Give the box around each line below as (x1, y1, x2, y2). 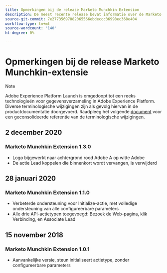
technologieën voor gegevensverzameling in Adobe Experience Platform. (5, 98, 156, 104)
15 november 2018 (5, 231, 63, 239)
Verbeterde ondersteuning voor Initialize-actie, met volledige (12, 200, 138, 206)
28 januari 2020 (5, 175, 56, 183)
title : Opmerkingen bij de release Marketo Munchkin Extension (5, 7, 140, 12)
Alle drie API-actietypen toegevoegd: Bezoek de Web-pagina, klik (12, 211, 148, 217)
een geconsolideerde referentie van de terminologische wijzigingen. (5, 114, 145, 120)
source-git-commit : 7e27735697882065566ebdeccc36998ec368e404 (5, 16, 137, 21)
